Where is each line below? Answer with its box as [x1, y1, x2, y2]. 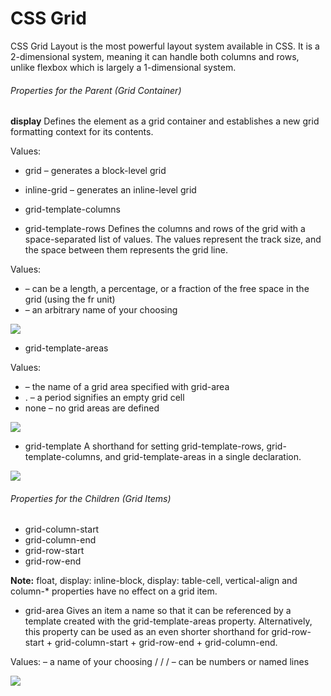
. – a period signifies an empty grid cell [24, 392, 185, 404]
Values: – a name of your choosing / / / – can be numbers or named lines [10, 656, 310, 668]
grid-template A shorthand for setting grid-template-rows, [24, 440, 265, 452]
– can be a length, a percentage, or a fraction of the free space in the [24, 283, 310, 295]
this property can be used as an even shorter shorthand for [24, 626, 270, 638]
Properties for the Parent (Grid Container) [10, 84, 182, 96]
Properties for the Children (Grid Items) [10, 492, 172, 504]
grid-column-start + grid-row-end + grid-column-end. [54, 637, 278, 649]
